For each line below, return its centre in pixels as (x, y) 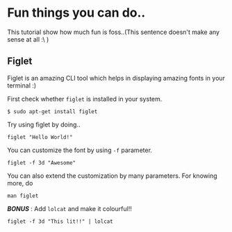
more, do (20, 183)
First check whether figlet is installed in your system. (85, 99)
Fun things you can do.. (76, 13)
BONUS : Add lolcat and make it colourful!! (69, 208)
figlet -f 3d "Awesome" (42, 163)
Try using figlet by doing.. (44, 124)
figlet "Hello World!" (40, 137)
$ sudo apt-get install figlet (52, 111)
